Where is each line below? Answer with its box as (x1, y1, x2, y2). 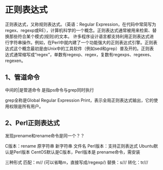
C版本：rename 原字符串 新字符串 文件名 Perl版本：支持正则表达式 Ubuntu (5, 143, 154, 149)
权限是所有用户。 (9, 103, 44, 109)
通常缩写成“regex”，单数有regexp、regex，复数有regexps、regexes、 (13, 51, 154, 57)
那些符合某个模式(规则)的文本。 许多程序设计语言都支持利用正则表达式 (9, 33, 150, 39)
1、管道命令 (5, 73, 40, 81)
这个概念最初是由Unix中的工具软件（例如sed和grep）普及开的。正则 (13, 46, 150, 51)
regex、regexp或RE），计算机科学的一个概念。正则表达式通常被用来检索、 (5, 27, 153, 33)
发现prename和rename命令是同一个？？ (5, 133, 85, 139)
